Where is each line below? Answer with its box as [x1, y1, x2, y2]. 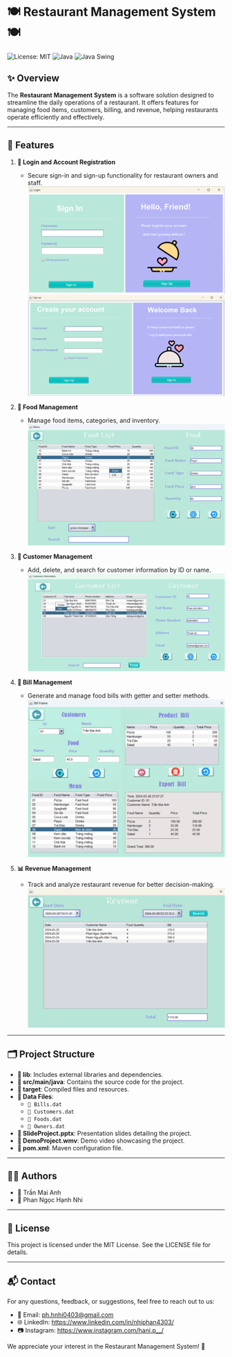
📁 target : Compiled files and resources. [17, 1085, 130, 1093]
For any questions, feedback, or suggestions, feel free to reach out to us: [7, 1297, 215, 1305]
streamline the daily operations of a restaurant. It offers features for [7, 98, 199, 106]
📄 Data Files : [17, 1092, 54, 1101]
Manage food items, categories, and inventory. [27, 416, 161, 424]
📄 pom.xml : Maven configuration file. [17, 1143, 124, 1152]
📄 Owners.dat [27, 1123, 66, 1130]
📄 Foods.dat [27, 1116, 62, 1123]
